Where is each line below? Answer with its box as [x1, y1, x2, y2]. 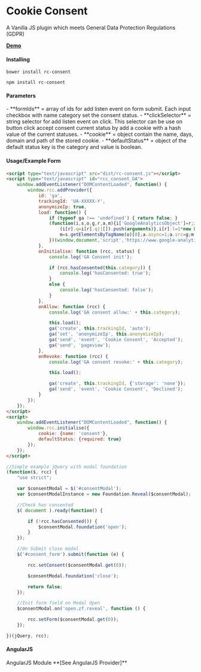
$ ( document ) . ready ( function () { [17, 507, 103, 513]
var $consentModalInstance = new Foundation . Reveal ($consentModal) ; [17, 491, 191, 497]
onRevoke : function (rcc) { [38, 353, 109, 360]
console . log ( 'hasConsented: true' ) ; [59, 270, 151, 276]
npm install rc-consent [6, 80, 66, 86]
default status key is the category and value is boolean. [6, 144, 142, 151]
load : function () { [38, 209, 87, 215]
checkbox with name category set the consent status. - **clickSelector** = [6, 112, 191, 119]
